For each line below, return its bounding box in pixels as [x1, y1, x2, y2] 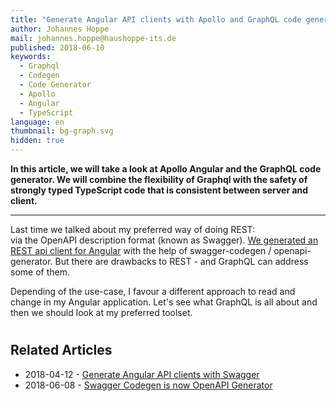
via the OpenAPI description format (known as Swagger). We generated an [10, 234, 319, 246]
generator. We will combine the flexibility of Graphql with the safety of [10, 174, 308, 185]
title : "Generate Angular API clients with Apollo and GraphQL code [10, 14, 302, 25]
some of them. [10, 266, 70, 278]
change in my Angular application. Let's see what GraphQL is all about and [10, 296, 318, 308]
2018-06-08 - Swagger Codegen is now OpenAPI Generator [24, 379, 273, 391]
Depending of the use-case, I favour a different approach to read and [10, 286, 296, 297]
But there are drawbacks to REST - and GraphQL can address [54, 256, 309, 267]
